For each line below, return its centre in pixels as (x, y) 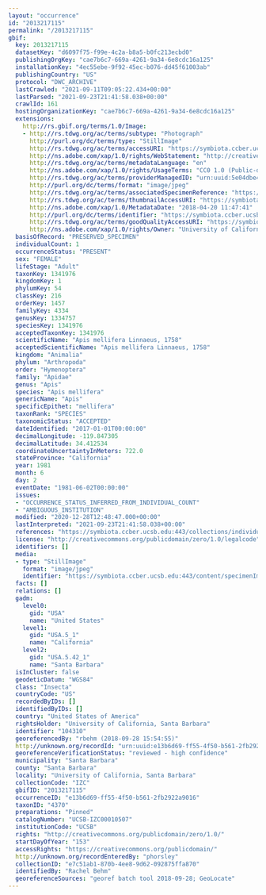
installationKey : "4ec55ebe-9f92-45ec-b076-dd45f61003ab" (113, 67)
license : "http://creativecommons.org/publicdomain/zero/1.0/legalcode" (138, 540)
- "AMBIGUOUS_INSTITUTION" (60, 510)
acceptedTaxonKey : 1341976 (60, 333)
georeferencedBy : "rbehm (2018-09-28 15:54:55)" (97, 739)
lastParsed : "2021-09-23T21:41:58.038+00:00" (92, 97)
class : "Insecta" (44, 687)
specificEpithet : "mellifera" (65, 407)
